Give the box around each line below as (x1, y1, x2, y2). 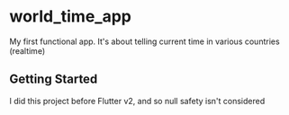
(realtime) (9, 45, 46, 56)
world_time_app (9, 6, 132, 27)
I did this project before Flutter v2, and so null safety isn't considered (9, 95, 266, 106)
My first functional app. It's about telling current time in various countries (9, 36, 281, 47)
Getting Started (9, 72, 98, 87)
